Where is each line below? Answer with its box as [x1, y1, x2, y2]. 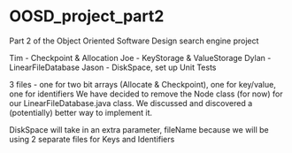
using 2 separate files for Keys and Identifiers [9, 134, 175, 144]
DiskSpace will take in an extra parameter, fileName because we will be [9, 124, 269, 134]
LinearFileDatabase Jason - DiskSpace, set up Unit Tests [9, 62, 217, 73]
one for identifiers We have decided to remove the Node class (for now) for [9, 88, 283, 99]
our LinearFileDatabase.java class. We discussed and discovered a [9, 97, 253, 108]
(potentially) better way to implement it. [9, 107, 153, 118]
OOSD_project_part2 [9, 6, 165, 27]
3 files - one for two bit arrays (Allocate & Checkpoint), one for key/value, [9, 79, 276, 89]
